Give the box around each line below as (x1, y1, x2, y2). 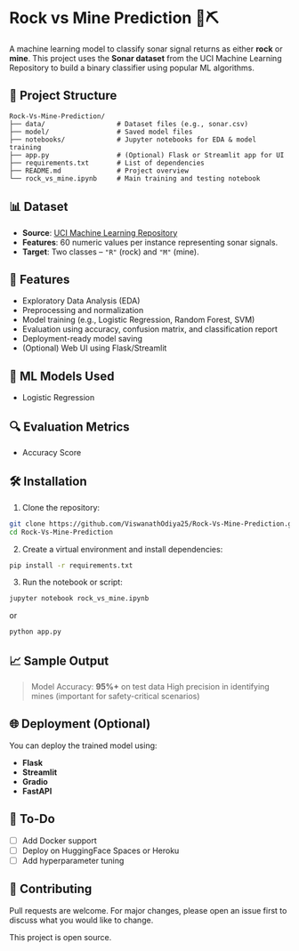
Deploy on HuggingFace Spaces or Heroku (21, 845, 180, 856)
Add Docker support (21, 834, 98, 846)
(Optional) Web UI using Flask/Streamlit (21, 343, 167, 353)
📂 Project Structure (9, 88, 117, 103)
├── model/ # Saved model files (9, 127, 193, 136)
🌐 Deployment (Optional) (9, 716, 151, 731)
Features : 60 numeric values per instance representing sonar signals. (21, 237, 279, 247)
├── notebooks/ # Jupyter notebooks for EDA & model (9, 135, 256, 144)
